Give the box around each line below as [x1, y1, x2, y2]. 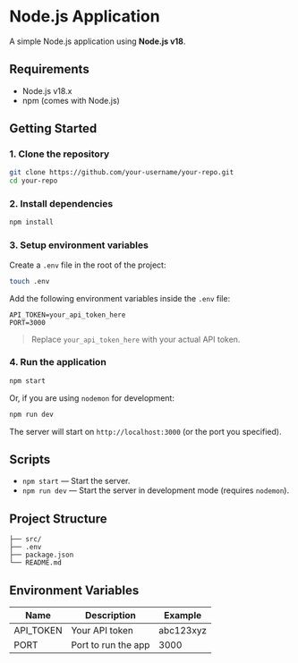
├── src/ [9, 535, 42, 544]
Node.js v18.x [21, 85, 72, 96]
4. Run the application [9, 356, 107, 369]
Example [164, 609, 202, 622]
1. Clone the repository [9, 148, 110, 160]
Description [84, 609, 136, 622]
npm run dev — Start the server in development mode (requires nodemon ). [21, 485, 289, 496]
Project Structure [9, 511, 107, 526]
